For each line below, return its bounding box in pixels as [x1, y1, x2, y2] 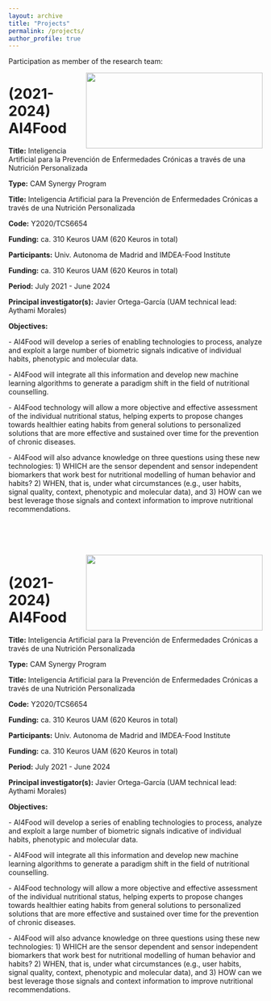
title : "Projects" [8, 19, 70, 27]
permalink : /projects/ [8, 27, 85, 35]
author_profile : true [8, 34, 81, 43]
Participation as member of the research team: [8, 57, 163, 66]
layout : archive [8, 11, 63, 20]
